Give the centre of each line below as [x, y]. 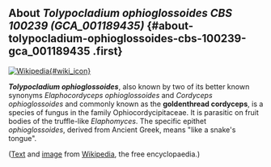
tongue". [23, 138]
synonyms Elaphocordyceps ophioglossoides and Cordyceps [110, 95]
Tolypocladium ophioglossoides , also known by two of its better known [129, 86]
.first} [108, 51]
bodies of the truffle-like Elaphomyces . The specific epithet [107, 121]
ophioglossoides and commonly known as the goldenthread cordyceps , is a [136, 104]
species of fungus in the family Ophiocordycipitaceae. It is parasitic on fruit [133, 112]
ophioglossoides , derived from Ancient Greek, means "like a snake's [122, 130]
